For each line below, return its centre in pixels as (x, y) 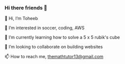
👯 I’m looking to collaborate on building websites (54, 47)
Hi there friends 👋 (26, 8)
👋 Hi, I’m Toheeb (21, 19)
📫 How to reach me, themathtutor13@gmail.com (54, 57)
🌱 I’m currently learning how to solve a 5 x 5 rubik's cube (62, 37)
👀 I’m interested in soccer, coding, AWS (45, 28)
